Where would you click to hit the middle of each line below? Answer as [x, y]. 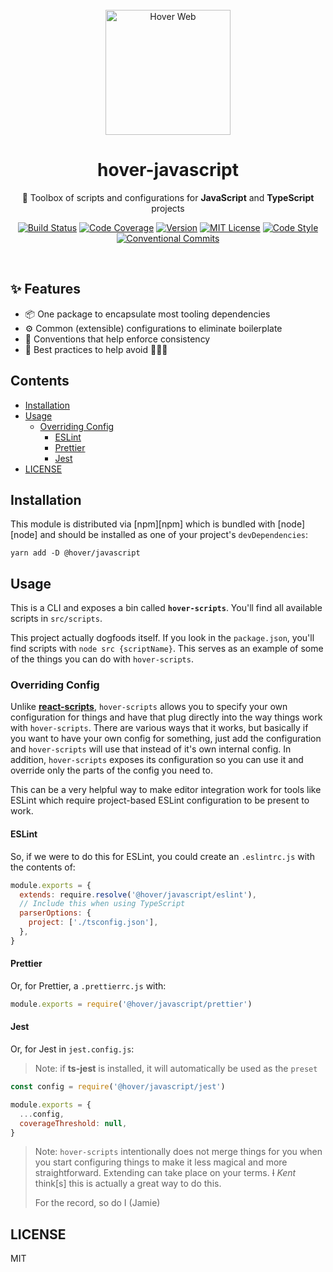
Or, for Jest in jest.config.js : [72, 1049]
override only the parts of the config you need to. [111, 770]
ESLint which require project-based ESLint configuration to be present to [160, 800]
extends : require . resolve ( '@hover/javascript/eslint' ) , [138, 894]
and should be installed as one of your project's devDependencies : [174, 535]
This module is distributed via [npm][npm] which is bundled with [143, 524]
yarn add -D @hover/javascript [75, 553]
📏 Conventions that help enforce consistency [117, 339]
